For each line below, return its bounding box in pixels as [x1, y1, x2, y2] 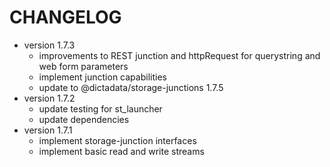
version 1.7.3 [23, 39, 76, 51]
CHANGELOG [9, 6, 122, 29]
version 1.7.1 [23, 124, 73, 136]
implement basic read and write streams [38, 145, 205, 157]
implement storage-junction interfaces [38, 134, 197, 146]
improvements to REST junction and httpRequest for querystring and [38, 49, 321, 61]
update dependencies [38, 113, 130, 125]
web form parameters [38, 60, 129, 72]
